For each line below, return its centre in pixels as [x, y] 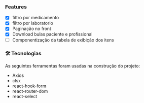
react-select [25, 96]
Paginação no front [32, 29]
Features [16, 7]
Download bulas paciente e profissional [52, 34]
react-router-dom [30, 91]
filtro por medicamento [36, 18]
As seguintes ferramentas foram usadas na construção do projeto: [72, 66]
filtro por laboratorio [33, 23]
